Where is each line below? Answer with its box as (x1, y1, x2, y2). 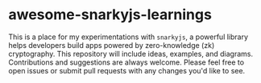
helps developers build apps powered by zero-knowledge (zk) (8, 40, 215, 49)
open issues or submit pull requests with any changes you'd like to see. (8, 65, 246, 75)
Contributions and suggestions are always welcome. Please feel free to (8, 57, 244, 67)
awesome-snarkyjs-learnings (8, 6, 212, 24)
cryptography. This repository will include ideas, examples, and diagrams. (8, 49, 254, 58)
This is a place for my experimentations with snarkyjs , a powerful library (8, 32, 248, 41)
